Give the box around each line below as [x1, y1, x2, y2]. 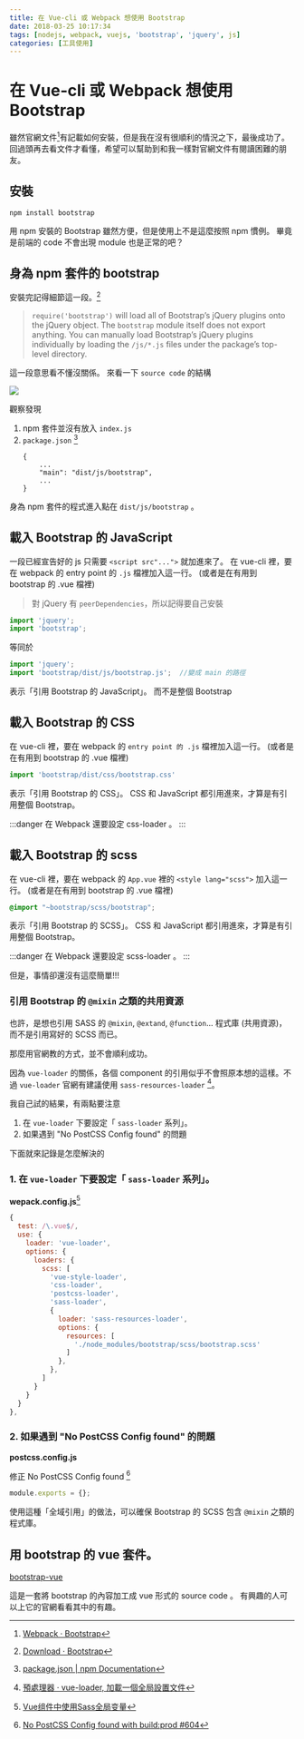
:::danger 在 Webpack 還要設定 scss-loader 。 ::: [9, 951, 191, 962]
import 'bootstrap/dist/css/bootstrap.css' [9, 770, 176, 779]
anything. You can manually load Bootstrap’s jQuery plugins [31, 329, 253, 340]
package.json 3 [22, 433, 79, 445]
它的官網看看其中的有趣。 [24, 1602, 120, 1613]
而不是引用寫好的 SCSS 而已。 [9, 1029, 123, 1040]
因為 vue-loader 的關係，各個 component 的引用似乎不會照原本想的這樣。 [9, 1067, 284, 1078]
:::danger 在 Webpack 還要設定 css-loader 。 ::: [9, 818, 186, 829]
